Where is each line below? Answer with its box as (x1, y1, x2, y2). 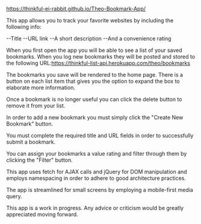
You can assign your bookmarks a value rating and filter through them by (6, 150, 187, 157)
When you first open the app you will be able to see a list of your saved (6, 46, 182, 54)
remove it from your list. (6, 102, 66, 109)
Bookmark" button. (6, 120, 53, 127)
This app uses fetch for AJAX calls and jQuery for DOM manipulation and (6, 168, 188, 175)
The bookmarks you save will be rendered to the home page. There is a (6, 71, 184, 78)
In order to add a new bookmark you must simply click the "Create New (6, 114, 184, 121)
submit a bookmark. (6, 138, 56, 146)
